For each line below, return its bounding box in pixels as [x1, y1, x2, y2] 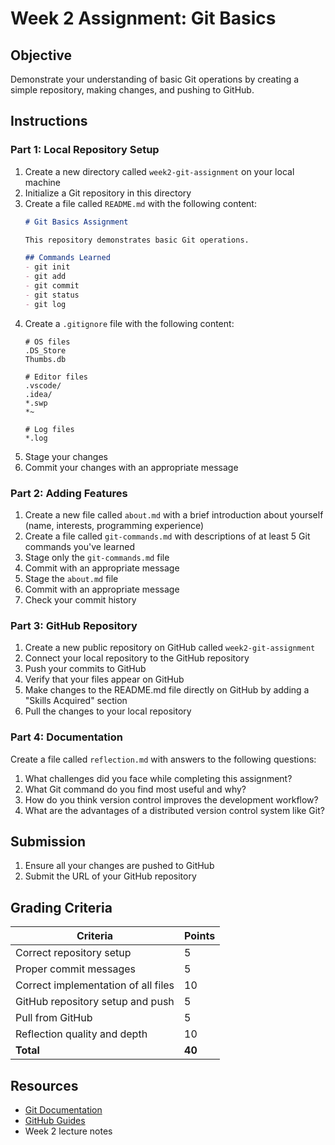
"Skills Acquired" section [24, 695, 128, 707]
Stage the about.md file [24, 572, 119, 584]
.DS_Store [24, 345, 67, 356]
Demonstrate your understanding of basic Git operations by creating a [10, 73, 300, 85]
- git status [24, 290, 80, 300]
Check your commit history [24, 593, 137, 606]
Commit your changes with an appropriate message [24, 461, 239, 473]
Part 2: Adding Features [10, 486, 128, 500]
